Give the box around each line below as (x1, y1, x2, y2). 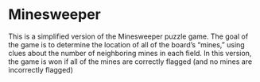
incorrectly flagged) (8, 65, 74, 74)
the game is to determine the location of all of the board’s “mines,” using (8, 39, 245, 49)
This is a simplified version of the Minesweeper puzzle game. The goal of (8, 32, 249, 41)
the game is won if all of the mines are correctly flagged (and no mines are (8, 57, 253, 66)
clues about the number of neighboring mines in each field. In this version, (8, 48, 252, 58)
